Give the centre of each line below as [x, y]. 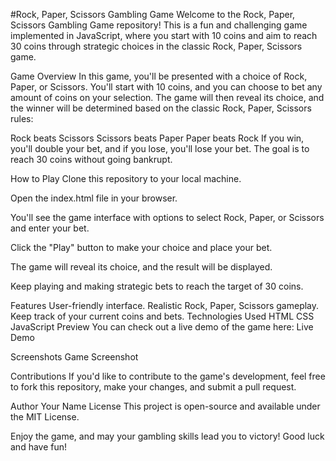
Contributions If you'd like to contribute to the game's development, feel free [168, 376]
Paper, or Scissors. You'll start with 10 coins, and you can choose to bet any [166, 87]
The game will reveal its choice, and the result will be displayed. [141, 267]
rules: [22, 118]
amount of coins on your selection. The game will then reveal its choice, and [167, 97]
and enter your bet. [50, 228]
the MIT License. [45, 417]
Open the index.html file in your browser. [94, 198]
